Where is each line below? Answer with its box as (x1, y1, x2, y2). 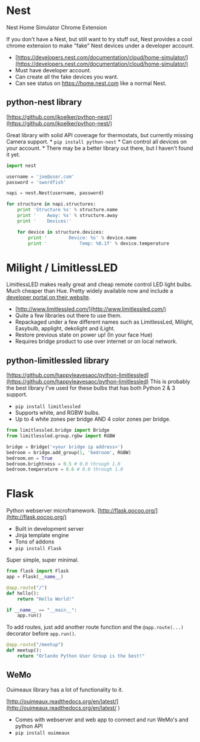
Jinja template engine (15, 532, 69, 539)
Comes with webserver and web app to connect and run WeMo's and (15, 716, 189, 723)
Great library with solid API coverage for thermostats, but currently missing (6, 131, 194, 138)
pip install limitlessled (15, 404, 81, 410)
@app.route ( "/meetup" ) (6, 642, 64, 648)
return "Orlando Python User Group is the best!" (17, 653, 145, 659)
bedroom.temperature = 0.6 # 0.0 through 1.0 (6, 466, 123, 472)
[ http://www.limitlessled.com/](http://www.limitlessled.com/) (15, 305, 167, 313)
